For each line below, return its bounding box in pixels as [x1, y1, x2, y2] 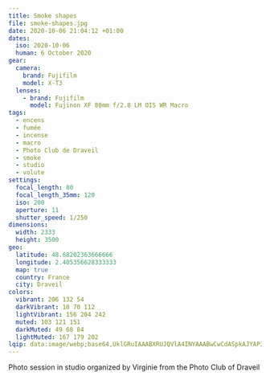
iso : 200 [15, 198, 45, 206]
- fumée [15, 124, 42, 132]
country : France [15, 273, 70, 281]
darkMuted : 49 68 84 [15, 325, 84, 333]
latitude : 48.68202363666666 [15, 251, 113, 259]
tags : [8, 109, 27, 117]
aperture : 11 [15, 206, 59, 214]
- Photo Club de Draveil [15, 146, 99, 154]
